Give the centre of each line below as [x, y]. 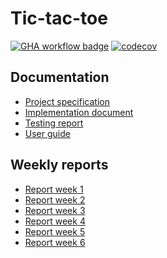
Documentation [60, 77]
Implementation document [79, 112]
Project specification [67, 101]
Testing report [54, 123]
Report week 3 [55, 210]
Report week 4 [55, 221]
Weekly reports [59, 165]
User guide [47, 133]
